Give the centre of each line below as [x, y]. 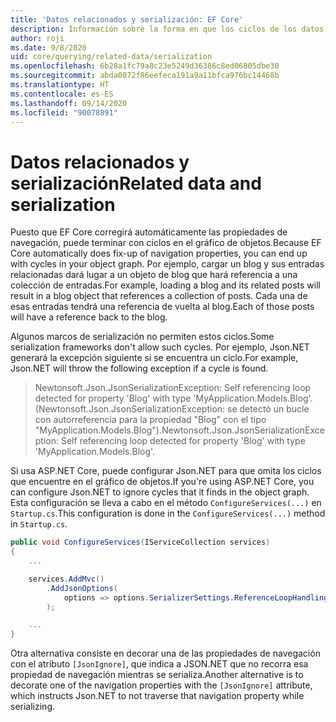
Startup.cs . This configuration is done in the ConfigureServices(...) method [168, 513]
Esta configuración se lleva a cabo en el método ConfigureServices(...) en [166, 503]
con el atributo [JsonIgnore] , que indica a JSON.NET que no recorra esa [159, 664]
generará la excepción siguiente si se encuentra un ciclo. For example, [154, 358]
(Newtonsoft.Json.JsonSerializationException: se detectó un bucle [172, 409]
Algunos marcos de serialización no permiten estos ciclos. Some [142, 337]
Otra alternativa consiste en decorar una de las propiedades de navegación [165, 653]
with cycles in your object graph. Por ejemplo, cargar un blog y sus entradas [167, 264]
